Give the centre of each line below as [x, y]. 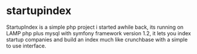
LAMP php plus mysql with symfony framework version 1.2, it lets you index [99, 33]
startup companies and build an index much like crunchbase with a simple [97, 39]
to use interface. [26, 46]
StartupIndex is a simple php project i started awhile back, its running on [95, 27]
